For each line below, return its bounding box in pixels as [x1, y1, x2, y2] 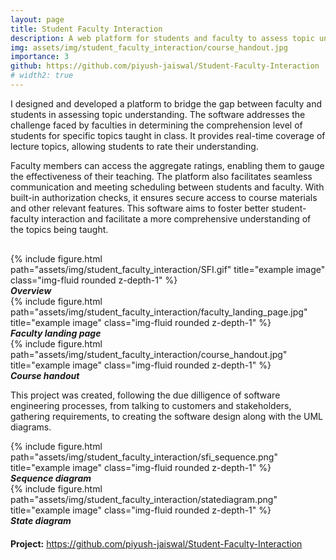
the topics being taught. [10, 223, 109, 235]
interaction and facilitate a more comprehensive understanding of [41, 212, 312, 225]
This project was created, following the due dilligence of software [10, 389, 281, 401]
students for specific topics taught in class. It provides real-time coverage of [10, 129, 326, 141]
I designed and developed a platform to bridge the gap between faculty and [10, 97, 322, 110]
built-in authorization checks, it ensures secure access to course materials [10, 191, 318, 203]
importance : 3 [10, 52, 70, 62]
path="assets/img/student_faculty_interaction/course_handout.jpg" [10, 349, 288, 361]
